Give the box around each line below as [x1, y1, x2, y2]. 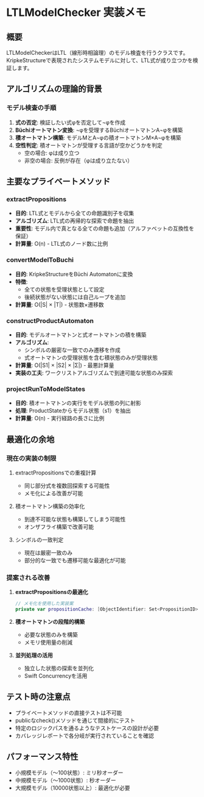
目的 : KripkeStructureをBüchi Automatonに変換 [15, 270, 133, 277]
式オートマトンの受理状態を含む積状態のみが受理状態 [24, 354, 158, 361]
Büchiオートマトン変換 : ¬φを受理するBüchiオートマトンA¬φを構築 [15, 126, 183, 134]
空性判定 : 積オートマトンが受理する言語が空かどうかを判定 [15, 141, 163, 149]
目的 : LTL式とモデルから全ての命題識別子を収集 [15, 210, 135, 217]
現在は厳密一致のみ [24, 549, 73, 556]
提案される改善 [6, 573, 51, 582]
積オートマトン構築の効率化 [15, 502, 85, 510]
